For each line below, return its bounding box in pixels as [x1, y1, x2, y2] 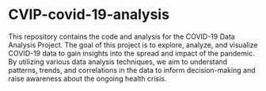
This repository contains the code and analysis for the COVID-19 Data [8, 32, 235, 41]
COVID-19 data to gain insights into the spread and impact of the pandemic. [8, 48, 255, 58]
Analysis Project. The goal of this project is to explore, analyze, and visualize [8, 40, 258, 49]
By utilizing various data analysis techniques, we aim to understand [8, 57, 228, 66]
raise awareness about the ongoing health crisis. [8, 74, 167, 83]
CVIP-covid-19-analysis [8, 6, 170, 24]
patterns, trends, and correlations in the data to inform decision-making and [8, 65, 256, 74]
